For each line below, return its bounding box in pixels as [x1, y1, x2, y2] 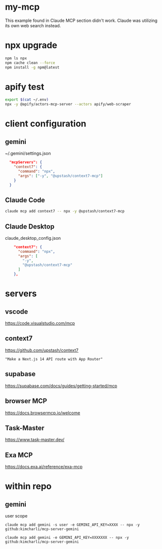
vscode [5, 307, 28, 316]
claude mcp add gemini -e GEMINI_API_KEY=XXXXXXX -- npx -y [5, 535, 130, 540]
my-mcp [5, 1, 40, 13]
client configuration [5, 118, 86, 129]
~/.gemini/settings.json [5, 150, 51, 157]
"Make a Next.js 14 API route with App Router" [5, 356, 103, 361]
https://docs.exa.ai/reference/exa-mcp [5, 464, 83, 470]
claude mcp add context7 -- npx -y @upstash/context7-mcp [5, 209, 125, 214]
